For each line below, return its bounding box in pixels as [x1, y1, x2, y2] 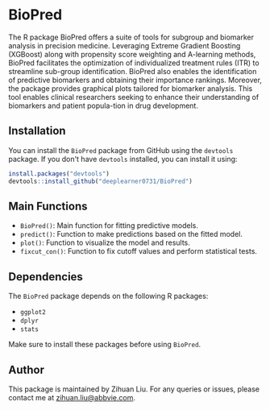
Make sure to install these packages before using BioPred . [8, 340, 201, 350]
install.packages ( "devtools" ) [8, 169, 110, 178]
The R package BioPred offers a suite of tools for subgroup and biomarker [8, 32, 255, 42]
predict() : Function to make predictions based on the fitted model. [19, 230, 243, 239]
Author [8, 362, 44, 376]
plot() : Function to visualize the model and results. [19, 238, 191, 247]
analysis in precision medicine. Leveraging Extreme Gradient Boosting [8, 40, 241, 50]
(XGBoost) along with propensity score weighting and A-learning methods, [8, 49, 256, 59]
